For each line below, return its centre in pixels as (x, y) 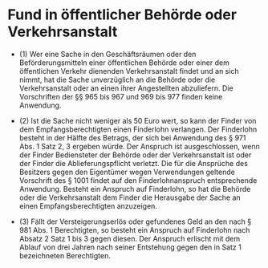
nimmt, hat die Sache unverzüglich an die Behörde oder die (117, 79)
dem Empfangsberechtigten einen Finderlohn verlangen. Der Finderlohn (138, 129)
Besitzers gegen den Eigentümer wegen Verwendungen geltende (127, 172)
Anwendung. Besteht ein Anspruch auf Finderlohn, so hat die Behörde (135, 189)
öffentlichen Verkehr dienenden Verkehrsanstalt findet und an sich (129, 71)
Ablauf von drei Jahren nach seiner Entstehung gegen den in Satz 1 (130, 247)
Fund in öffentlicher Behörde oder (122, 15)
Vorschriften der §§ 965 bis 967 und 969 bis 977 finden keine (121, 96)
